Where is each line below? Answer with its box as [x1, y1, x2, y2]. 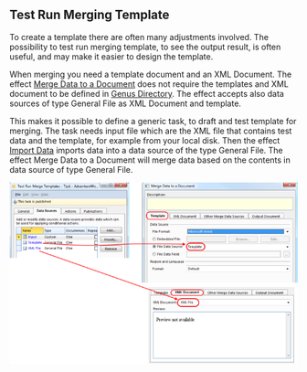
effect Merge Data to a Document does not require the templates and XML [9, 78, 290, 90]
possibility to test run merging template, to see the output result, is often [9, 41, 281, 52]
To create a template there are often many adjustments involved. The [9, 31, 270, 42]
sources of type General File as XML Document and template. [9, 98, 242, 109]
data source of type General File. [9, 164, 133, 175]
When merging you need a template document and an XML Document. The [9, 69, 292, 80]
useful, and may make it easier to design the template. [9, 50, 214, 62]
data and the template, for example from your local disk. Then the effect [9, 134, 281, 145]
